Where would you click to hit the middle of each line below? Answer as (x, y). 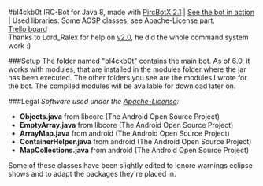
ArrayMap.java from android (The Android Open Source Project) (124, 133)
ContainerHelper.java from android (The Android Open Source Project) (135, 141)
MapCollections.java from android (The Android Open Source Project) (134, 150)
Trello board (28, 29)
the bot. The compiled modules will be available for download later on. (122, 86)
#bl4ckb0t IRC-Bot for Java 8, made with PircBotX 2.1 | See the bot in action (131, 12)
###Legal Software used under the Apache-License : (94, 101)
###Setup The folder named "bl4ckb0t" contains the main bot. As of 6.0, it (129, 61)
